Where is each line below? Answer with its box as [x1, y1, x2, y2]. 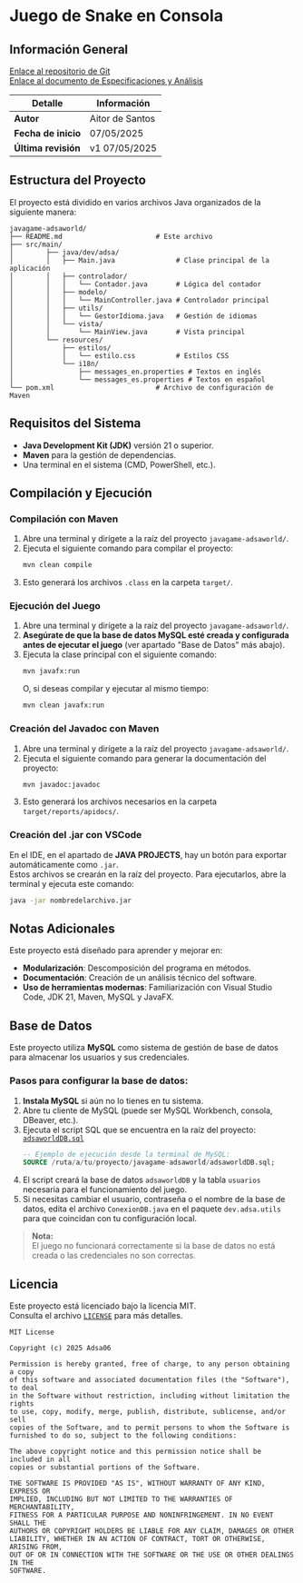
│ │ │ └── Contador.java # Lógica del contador [9, 279, 261, 289]
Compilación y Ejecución [9, 485, 152, 501]
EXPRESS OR [9, 1487, 51, 1496]
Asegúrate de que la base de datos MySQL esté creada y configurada [22, 630, 289, 641]
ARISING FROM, [9, 1542, 64, 1552]
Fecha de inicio [14, 127, 82, 139]
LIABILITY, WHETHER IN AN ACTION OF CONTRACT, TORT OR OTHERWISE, [9, 1535, 266, 1544]
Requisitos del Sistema [9, 415, 142, 432]
